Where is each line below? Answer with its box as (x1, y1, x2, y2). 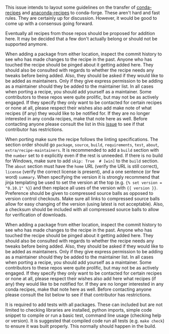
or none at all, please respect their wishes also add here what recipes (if (5, 276, 156, 281)
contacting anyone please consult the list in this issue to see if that (5, 121, 145, 127)
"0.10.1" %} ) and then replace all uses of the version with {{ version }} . (5, 185, 158, 191)
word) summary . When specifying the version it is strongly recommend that (5, 174, 160, 180)
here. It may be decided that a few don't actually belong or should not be (5, 36, 158, 42)
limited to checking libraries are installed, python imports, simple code (5, 307, 152, 313)
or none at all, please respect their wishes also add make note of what (5, 105, 152, 111)
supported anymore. (5, 41, 48, 47)
